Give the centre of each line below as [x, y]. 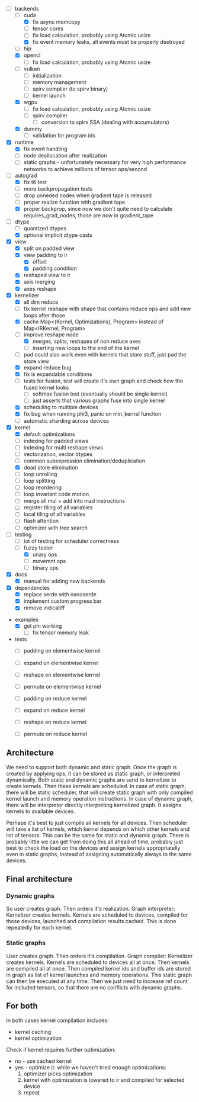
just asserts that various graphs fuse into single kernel [98, 401]
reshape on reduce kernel [55, 722]
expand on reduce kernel [54, 710]
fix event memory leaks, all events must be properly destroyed [109, 42]
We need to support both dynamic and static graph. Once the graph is [92, 767]
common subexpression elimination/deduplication [84, 461]
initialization [47, 75]
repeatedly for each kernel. [39, 928]
